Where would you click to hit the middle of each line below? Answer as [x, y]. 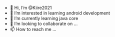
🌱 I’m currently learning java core [44, 18]
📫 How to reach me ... [33, 29]
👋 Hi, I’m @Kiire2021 [31, 8]
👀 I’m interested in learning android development [60, 13]
